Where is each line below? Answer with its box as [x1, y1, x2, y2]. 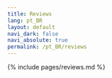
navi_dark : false [7, 30, 59, 38]
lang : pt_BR [7, 17, 43, 24]
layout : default [7, 23, 55, 30]
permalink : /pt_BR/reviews [7, 43, 87, 50]
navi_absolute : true [7, 37, 69, 44]
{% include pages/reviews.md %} [7, 63, 106, 71]
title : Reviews [7, 10, 52, 18]
